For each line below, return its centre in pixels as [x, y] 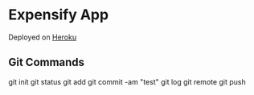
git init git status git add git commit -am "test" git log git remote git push [127, 81]
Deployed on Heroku [43, 37]
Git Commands [47, 62]
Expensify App [59, 15]
